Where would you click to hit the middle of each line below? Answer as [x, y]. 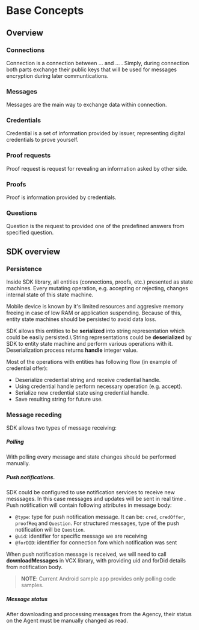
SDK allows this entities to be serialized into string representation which [96, 331]
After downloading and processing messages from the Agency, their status [99, 614]
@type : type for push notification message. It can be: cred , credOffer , [100, 517]
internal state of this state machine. [50, 295]
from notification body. [35, 567]
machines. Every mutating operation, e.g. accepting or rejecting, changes [97, 288]
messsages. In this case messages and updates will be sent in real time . [96, 499]
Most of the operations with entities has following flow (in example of [92, 362]
